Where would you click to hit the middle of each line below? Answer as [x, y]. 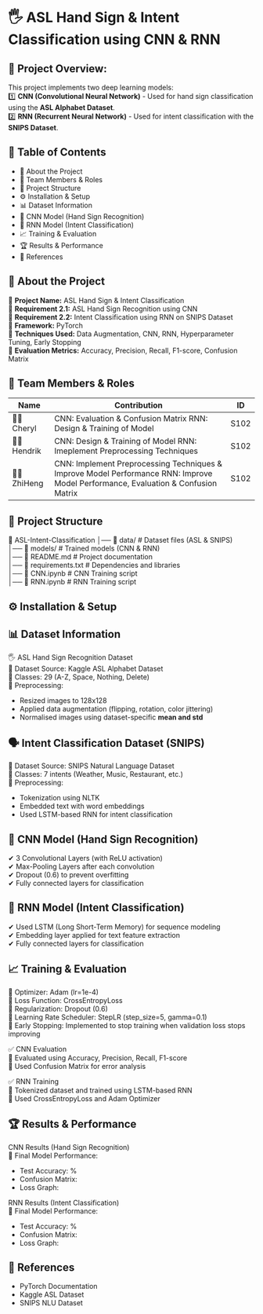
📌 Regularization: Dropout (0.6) [58, 1008]
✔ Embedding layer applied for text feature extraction [94, 935]
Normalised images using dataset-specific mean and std [111, 717]
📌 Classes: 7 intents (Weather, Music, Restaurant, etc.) [96, 774]
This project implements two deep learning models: [91, 87]
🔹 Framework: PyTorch [46, 325]
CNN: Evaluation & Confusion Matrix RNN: [131, 419]
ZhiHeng [28, 484]
